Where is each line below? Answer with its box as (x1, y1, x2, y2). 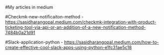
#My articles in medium (5, 4, 54, 10)
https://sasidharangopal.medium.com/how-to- (64, 39, 159, 45)
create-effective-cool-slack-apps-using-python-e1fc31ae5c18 (5, 45, 132, 50)
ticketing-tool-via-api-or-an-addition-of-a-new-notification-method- (5, 24, 146, 30)
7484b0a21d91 (5, 30, 36, 35)
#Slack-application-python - (5, 39, 63, 45)
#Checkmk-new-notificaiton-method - (5, 14, 83, 19)
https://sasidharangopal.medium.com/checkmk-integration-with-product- (5, 19, 157, 25)
